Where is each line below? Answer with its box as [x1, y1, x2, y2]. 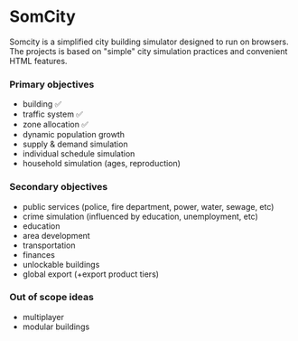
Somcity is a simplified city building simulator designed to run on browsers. [9, 36, 289, 47]
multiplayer [22, 311, 65, 322]
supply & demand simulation [22, 138, 128, 150]
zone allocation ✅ [22, 119, 88, 130]
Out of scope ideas [9, 291, 95, 304]
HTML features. [9, 55, 68, 66]
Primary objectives [9, 78, 95, 90]
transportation [22, 240, 76, 251]
